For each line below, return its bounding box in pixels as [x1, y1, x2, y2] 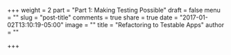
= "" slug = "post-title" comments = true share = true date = [7, 13, 178, 22]
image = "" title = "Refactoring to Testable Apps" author [65, 21, 224, 29]
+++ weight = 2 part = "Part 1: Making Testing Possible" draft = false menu [7, 6, 221, 14]
